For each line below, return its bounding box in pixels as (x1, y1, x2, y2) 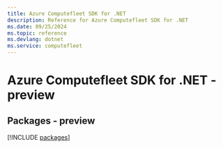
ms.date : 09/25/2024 (7, 23, 68, 30)
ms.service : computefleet (7, 42, 82, 49)
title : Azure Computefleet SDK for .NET (7, 10, 127, 17)
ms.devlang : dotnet (7, 36, 64, 43)
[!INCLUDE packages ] (7, 133, 70, 141)
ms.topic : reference (7, 29, 68, 37)
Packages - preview (7, 115, 95, 126)
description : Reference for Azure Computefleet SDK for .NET (7, 17, 189, 24)
